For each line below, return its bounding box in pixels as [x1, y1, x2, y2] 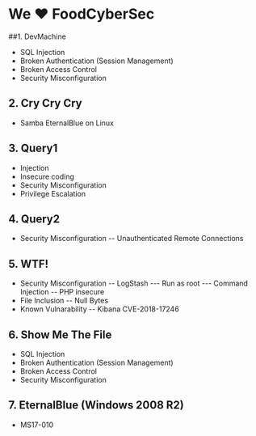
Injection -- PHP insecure [19, 287, 105, 297]
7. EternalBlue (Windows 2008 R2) [8, 398, 184, 413]
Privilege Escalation [19, 188, 86, 198]
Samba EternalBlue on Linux [19, 118, 115, 128]
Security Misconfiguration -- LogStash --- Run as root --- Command [19, 278, 249, 288]
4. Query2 [8, 212, 61, 226]
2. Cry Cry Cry [8, 96, 82, 110]
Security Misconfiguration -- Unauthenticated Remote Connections [19, 234, 244, 243]
